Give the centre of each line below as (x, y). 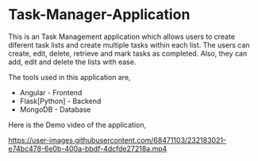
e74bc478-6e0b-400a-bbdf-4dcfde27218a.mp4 (88, 148)
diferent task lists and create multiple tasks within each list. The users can (129, 44)
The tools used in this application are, (69, 77)
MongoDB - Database (55, 109)
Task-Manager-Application (99, 15)
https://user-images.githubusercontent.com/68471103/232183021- (117, 140)
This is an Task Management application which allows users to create (122, 36)
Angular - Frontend (51, 92)
